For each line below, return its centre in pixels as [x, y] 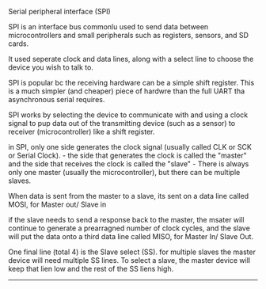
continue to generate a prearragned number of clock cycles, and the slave [129, 228]
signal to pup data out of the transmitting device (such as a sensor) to [122, 123]
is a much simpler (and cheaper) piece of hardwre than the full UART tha [127, 91]
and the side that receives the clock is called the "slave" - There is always [129, 164]
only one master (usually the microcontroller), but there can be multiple [124, 172]
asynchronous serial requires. [57, 99]
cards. [19, 44]
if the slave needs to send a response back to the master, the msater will [126, 220]
